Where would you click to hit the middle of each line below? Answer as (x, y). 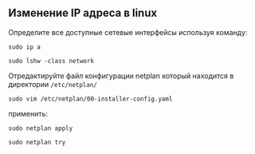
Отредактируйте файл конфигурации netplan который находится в (121, 76)
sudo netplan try (37, 142)
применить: (28, 113)
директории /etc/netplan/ (53, 84)
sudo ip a (25, 47)
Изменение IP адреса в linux (83, 13)
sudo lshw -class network (51, 61)
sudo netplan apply (41, 128)
